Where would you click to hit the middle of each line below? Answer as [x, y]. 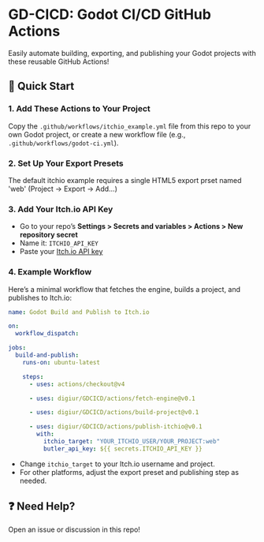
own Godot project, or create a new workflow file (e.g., [97, 134]
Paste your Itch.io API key [61, 252]
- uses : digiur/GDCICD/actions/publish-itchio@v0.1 [115, 427]
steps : [33, 376]
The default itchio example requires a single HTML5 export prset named [125, 180]
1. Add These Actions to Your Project [80, 109]
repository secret [49, 235]
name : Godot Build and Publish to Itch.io [79, 312]
